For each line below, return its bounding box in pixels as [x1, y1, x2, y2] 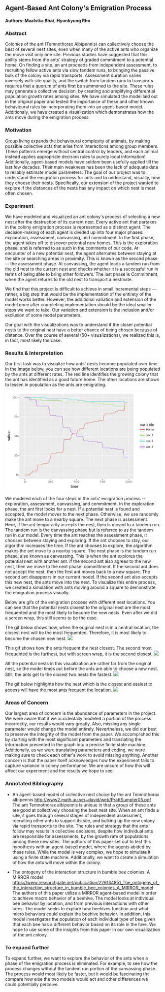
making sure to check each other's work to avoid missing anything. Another [5, 752, 159, 758]
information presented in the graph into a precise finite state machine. [5, 742, 147, 748]
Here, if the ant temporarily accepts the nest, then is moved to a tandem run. [5, 522, 161, 528]
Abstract [5, 30, 27, 36]
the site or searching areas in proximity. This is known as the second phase [5, 256, 158, 261]
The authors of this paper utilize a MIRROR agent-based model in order [12, 890, 157, 896]
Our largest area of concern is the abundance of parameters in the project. [5, 710, 157, 716]
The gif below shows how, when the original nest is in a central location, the [5, 625, 159, 631]
